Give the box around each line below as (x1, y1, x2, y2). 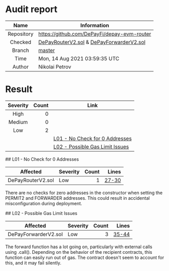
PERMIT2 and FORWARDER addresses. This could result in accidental (5, 195, 150, 201)
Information (80, 22, 109, 29)
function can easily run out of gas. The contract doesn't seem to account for (5, 254, 164, 260)
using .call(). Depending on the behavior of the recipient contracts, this (5, 249, 152, 255)
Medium (8, 118, 28, 125)
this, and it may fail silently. (5, 259, 62, 266)
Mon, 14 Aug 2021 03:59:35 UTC (38, 55, 120, 62)
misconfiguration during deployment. (5, 200, 82, 206)
